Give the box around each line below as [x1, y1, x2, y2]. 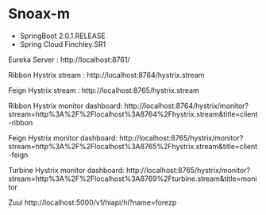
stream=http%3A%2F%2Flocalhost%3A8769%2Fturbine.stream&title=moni [8, 174, 257, 183]
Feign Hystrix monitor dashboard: [8, 132, 118, 143]
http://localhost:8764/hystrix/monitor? [124, 101, 249, 110]
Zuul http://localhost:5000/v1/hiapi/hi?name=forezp [8, 198, 177, 207]
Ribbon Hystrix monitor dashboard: [8, 101, 123, 110]
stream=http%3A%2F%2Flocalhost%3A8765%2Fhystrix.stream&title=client [8, 141, 258, 151]
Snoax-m [8, 5, 70, 23]
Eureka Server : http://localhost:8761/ [8, 55, 130, 64]
